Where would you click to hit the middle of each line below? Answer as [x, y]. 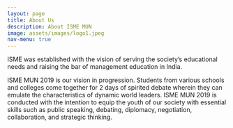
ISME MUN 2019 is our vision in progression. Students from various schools [116, 80]
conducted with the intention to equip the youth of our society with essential [117, 102]
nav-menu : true [29, 40]
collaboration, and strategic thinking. [60, 117]
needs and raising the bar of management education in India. [95, 67]
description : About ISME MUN [50, 26]
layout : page [26, 14]
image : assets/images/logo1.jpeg [56, 33]
